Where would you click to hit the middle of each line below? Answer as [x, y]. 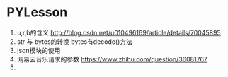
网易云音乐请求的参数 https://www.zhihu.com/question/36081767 [112, 59]
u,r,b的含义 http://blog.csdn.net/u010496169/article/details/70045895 [119, 32]
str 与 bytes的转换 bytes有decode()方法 [74, 41]
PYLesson [37, 12]
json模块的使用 [39, 50]
